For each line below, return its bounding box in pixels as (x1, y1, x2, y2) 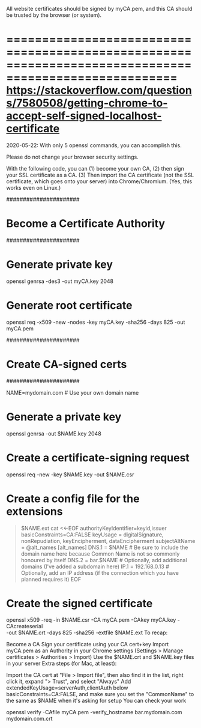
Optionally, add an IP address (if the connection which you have (20, 569, 179, 576)
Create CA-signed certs (6, 357, 127, 371)
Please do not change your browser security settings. (6, 153, 139, 160)
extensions (6, 505, 63, 518)
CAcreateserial (6, 623, 43, 630)
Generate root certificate (6, 299, 133, 312)
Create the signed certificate (6, 596, 153, 610)
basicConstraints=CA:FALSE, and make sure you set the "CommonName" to (6, 691, 194, 698)
